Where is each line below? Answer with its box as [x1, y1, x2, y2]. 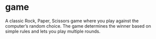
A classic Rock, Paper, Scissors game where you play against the [5, 18, 139, 24]
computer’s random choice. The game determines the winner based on [5, 23, 151, 29]
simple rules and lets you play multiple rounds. [5, 28, 101, 34]
